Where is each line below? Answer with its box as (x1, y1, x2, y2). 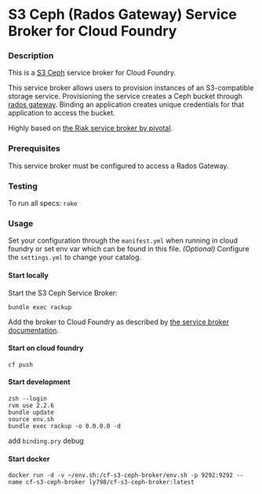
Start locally (8, 270, 49, 280)
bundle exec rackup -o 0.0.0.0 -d (8, 422, 122, 430)
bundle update (8, 408, 55, 416)
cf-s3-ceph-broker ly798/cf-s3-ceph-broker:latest (25, 478, 195, 486)
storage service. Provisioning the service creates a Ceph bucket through (8, 92, 243, 101)
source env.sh (8, 415, 55, 423)
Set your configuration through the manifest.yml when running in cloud (8, 236, 238, 245)
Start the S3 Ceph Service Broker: (8, 288, 118, 298)
